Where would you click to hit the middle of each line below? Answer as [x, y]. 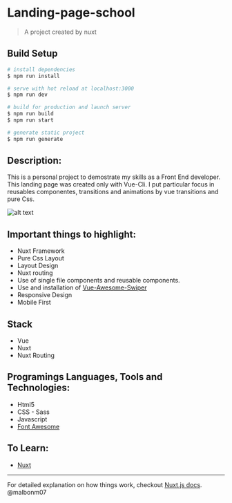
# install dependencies [41, 69]
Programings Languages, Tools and [85, 377]
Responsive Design [45, 295]
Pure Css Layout [40, 258]
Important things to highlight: [72, 234]
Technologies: [39, 388]
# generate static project [46, 133]
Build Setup [32, 54]
